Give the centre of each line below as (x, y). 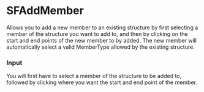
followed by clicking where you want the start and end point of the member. (102, 82)
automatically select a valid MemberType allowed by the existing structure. (100, 47)
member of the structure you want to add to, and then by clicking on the (97, 34)
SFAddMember (45, 11)
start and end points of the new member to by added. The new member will (102, 40)
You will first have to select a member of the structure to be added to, (94, 76)
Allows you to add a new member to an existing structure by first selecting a (102, 27)
